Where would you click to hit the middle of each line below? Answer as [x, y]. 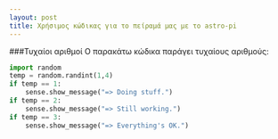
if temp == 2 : [36, 101]
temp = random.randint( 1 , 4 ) [61, 76]
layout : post [33, 17]
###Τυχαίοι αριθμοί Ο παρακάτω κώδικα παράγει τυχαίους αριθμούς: [139, 51]
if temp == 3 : [36, 117]
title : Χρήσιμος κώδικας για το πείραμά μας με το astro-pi [123, 26]
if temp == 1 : [36, 84]
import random [36, 68]
